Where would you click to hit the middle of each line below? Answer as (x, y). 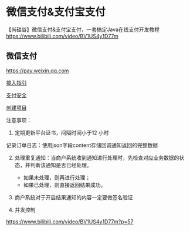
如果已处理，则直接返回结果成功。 (65, 185)
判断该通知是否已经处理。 (61, 165)
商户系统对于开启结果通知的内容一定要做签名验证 (74, 197)
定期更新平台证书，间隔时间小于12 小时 (62, 132)
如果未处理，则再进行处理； (57, 178)
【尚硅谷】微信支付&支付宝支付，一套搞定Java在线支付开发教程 (83, 29)
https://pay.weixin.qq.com (38, 71)
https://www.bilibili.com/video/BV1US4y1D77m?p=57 (70, 222)
